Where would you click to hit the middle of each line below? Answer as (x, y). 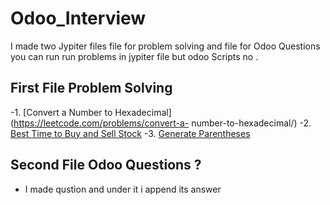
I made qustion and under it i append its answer (123, 189)
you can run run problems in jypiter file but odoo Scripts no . (134, 56)
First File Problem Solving (91, 88)
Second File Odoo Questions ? (106, 165)
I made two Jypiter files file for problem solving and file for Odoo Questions (165, 46)
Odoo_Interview (78, 18)
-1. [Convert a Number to (61, 112)
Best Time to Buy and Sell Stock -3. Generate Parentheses (130, 133)
